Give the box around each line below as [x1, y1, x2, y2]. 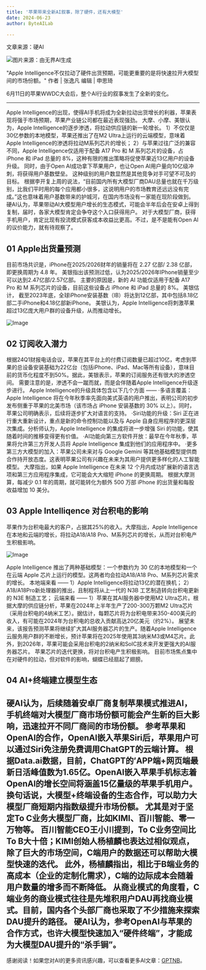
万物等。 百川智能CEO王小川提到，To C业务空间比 [6, 824, 196, 834]
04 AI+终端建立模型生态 [6, 675, 98, 685]
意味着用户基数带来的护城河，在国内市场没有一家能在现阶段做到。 [27, 193, 194, 200]
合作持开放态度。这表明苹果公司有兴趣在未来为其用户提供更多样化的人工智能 [6, 456, 200, 463]
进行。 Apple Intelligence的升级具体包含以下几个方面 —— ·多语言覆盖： [11, 387, 193, 394]
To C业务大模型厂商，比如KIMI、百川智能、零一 [14, 813, 195, 823]
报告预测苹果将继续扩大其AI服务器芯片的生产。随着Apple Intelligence [22, 625, 197, 632]
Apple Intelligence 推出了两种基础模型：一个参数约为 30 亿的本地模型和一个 [6, 563, 197, 571]
